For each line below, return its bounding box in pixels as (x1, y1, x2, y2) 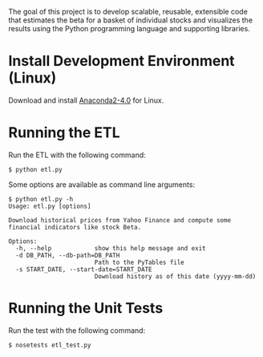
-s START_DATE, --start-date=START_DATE (15, 265, 152, 274)
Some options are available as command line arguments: (8, 180, 195, 189)
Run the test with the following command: (8, 325, 146, 335)
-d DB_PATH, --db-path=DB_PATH (15, 251, 120, 259)
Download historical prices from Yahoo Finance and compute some (8, 216, 231, 224)
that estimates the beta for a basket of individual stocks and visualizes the (8, 15, 253, 25)
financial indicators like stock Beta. (8, 223, 142, 231)
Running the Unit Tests (8, 299, 164, 318)
